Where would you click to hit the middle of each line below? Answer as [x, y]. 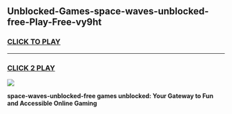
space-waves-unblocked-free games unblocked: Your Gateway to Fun [110, 95]
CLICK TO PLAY [34, 42]
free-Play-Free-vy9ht [55, 22]
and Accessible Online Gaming [52, 103]
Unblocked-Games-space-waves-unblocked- [108, 11]
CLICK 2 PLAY [31, 68]
